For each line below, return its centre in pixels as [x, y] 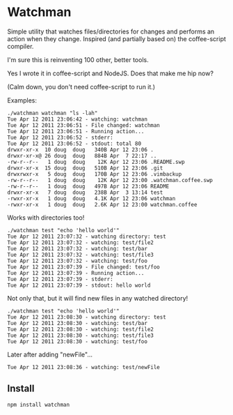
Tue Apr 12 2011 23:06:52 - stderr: [60, 137]
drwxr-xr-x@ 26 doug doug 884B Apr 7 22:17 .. [82, 156]
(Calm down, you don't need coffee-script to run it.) [81, 86]
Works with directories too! [46, 218]
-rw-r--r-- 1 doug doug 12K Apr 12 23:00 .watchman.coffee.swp [110, 180]
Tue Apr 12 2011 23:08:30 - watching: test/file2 [81, 329]
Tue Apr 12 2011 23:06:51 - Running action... [76, 131]
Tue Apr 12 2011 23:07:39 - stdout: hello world [79, 285]
